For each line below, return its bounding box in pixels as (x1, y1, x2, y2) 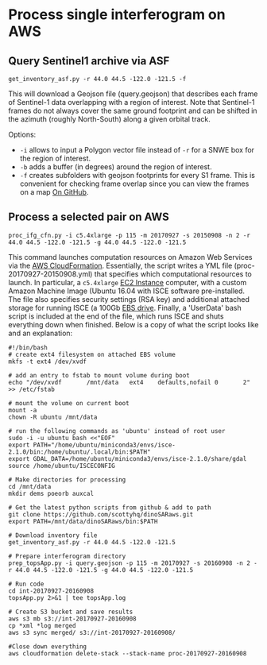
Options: (8, 130, 37, 139)
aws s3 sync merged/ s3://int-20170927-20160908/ (8, 628, 176, 636)
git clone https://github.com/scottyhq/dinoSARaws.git (8, 510, 194, 518)
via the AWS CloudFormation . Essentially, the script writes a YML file (8, 261, 233, 270)
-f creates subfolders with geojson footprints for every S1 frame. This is (19, 171, 256, 180)
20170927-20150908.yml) (8, 269, 93, 279)
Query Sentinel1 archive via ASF (8, 54, 170, 68)
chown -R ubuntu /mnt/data (8, 413, 98, 421)
